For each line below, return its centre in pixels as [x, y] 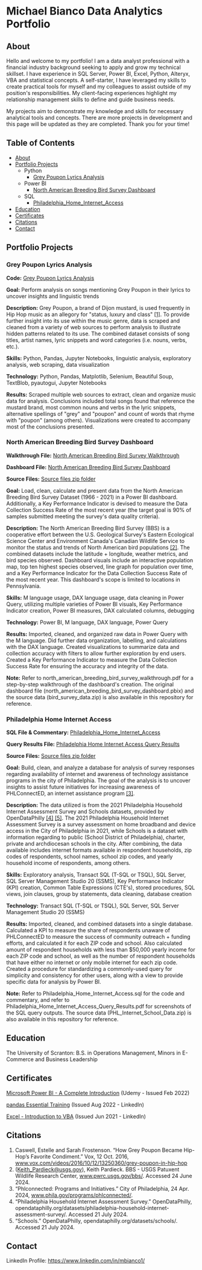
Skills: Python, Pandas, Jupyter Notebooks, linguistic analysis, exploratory [99, 358]
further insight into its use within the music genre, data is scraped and [93, 321]
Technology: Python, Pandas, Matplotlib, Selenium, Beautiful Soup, [90, 376]
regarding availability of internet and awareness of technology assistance [97, 774]
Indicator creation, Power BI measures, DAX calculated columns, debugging [100, 610]
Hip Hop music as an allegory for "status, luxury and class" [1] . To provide [98, 314]
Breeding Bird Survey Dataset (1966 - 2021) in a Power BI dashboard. [92, 497]
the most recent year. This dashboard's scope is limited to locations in [93, 579]
